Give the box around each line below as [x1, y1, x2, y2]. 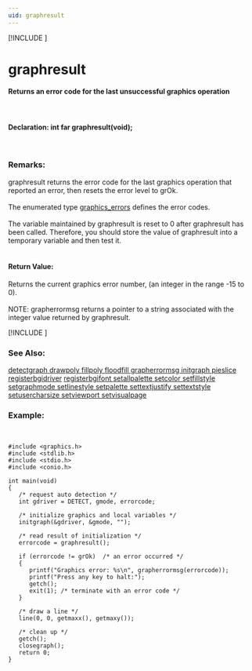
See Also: [8, 347, 45, 358]
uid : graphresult [8, 11, 65, 20]
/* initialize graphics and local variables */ [18, 512, 177, 520]
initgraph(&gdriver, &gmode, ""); [18, 519, 131, 527]
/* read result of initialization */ [18, 532, 142, 540]
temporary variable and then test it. [8, 235, 122, 245]
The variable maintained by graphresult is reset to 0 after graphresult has [8, 219, 244, 228]
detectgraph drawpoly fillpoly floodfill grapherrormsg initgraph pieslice [8, 366, 237, 375]
